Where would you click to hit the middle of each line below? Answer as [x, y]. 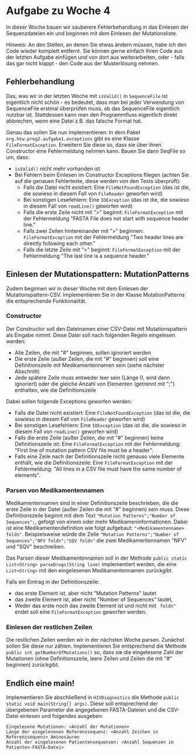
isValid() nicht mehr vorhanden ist [57, 168]
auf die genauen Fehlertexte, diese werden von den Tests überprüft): [98, 181]
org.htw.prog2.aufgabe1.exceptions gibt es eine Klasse [73, 138]
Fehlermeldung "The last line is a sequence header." [86, 256]
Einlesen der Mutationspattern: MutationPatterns [98, 274]
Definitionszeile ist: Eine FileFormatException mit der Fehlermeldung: [98, 443]
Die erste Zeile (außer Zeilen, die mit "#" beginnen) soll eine [87, 358]
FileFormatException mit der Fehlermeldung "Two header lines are [103, 237]
